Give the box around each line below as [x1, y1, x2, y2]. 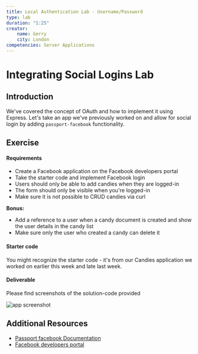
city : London [17, 37, 50, 43]
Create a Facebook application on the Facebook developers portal [14, 168, 178, 175]
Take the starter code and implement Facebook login [14, 174, 145, 181]
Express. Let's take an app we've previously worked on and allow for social [6, 114, 191, 121]
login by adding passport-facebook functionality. [6, 120, 125, 128]
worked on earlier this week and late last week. [6, 262, 123, 270]
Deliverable [6, 276, 36, 283]
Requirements [6, 154, 42, 162]
